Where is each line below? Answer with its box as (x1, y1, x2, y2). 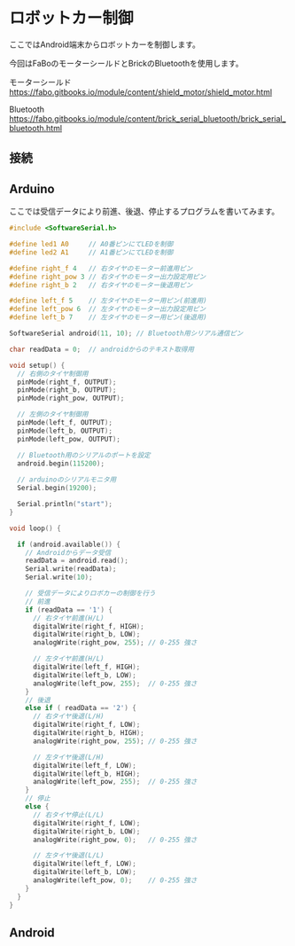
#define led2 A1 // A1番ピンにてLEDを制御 (9, 247, 174, 257)
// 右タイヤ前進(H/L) (32, 614, 105, 622)
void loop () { (9, 524, 62, 533)
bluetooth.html (9, 122, 63, 133)
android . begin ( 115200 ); (17, 458, 105, 468)
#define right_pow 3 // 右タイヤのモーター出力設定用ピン (9, 272, 206, 281)
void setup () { (9, 361, 66, 370)
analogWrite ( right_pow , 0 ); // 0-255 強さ (32, 835, 198, 844)
